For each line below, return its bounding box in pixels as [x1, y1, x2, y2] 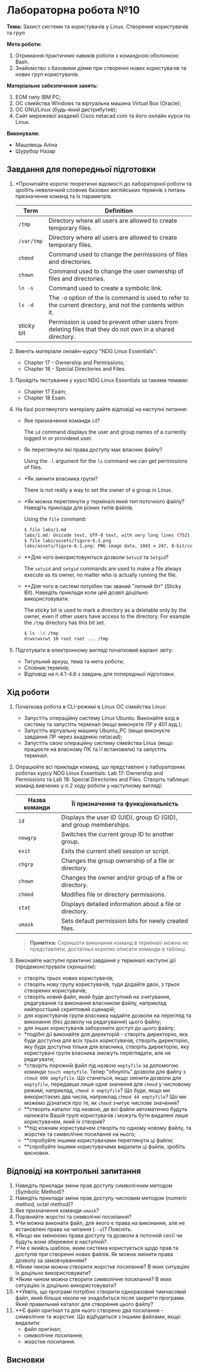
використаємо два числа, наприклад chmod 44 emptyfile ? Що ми [24, 1093, 187, 1100]
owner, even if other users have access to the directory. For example [24, 613, 190, 620]
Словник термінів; [24, 665, 70, 671]
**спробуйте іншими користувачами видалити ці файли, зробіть [24, 1143, 186, 1150]
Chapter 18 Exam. [24, 394, 67, 401]
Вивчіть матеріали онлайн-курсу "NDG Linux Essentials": [15, 347, 157, 354]
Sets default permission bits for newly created [61, 917, 189, 925]
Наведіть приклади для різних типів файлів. [24, 504, 134, 511]
